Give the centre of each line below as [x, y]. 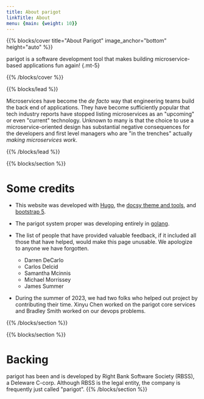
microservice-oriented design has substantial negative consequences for [98, 127]
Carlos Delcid [41, 267]
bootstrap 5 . [30, 212]
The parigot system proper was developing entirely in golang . [92, 224]
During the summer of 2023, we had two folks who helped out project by [106, 298]
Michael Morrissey [47, 280]
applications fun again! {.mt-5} [62, 65]
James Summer [44, 286]
